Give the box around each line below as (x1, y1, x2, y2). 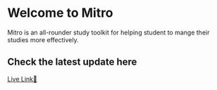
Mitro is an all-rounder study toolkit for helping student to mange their (7, 28, 210, 37)
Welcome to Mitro (7, 5, 114, 21)
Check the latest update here (7, 56, 137, 68)
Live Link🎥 (7, 75, 37, 83)
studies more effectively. (7, 35, 79, 44)
